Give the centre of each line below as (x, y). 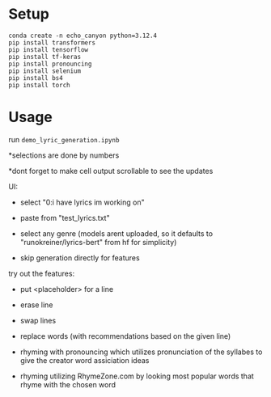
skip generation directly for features (80, 258)
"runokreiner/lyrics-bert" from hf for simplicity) (98, 242)
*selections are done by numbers (64, 155)
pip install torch (39, 85)
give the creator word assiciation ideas (85, 360)
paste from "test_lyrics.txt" (65, 218)
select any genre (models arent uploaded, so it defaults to (116, 233)
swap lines (38, 320)
